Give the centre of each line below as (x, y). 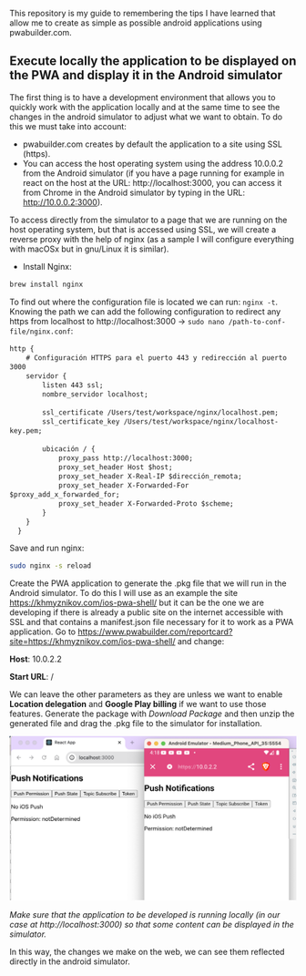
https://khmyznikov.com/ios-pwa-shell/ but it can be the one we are (137, 602)
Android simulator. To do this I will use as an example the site (124, 592)
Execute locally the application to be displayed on (153, 62)
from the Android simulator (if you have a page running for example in (153, 173)
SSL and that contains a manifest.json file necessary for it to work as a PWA (152, 622)
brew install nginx (46, 284)
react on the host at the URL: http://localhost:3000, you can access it (152, 182)
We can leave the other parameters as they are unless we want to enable (146, 694)
